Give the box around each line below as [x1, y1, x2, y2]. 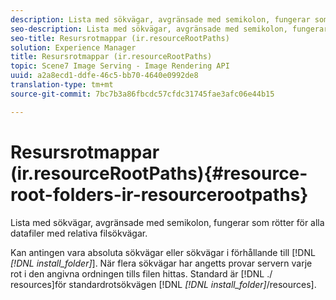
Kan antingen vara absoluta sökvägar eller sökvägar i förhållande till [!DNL [10, 246, 316, 258]
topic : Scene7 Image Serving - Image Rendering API [10, 61, 230, 71]
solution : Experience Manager [10, 42, 137, 53]
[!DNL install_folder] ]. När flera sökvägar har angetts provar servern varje [10, 257, 313, 269]
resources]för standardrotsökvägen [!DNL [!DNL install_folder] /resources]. [10, 278, 317, 290]
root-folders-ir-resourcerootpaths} [10, 183, 309, 206]
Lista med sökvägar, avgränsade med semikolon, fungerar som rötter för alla [10, 216, 325, 228]
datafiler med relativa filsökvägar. [10, 227, 148, 239]
